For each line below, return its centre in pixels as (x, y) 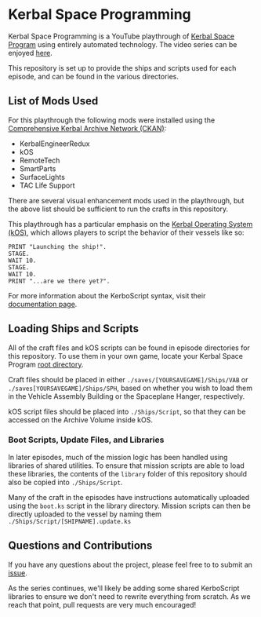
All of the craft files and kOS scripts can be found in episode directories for (129, 348)
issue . (18, 573)
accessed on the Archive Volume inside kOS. (80, 420)
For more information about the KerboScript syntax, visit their (107, 295)
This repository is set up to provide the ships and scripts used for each (122, 68)
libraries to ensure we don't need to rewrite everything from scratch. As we (129, 596)
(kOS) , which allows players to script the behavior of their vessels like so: (126, 232)
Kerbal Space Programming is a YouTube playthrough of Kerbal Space (121, 36)
